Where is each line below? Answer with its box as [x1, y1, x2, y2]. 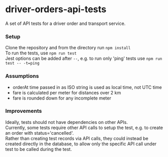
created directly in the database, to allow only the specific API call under [5, 141, 157, 147]
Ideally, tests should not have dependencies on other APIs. [5, 119, 128, 125]
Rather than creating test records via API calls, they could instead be [5, 135, 149, 141]
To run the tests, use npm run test [5, 50, 77, 56]
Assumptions [5, 73, 39, 80]
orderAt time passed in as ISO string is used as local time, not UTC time [12, 84, 162, 90]
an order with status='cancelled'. [5, 130, 74, 136]
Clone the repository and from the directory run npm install [5, 45, 131, 51]
